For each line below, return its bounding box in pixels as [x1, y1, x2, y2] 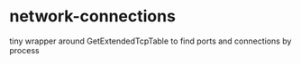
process [9, 44, 40, 55]
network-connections [9, 6, 176, 27]
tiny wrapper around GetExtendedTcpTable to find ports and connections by [9, 36, 292, 46]
